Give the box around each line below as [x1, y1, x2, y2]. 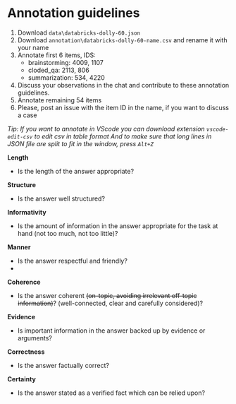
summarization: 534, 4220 [27, 73, 106, 82]
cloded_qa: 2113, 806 [27, 66, 89, 74]
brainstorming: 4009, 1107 [27, 58, 104, 66]
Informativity [7, 208, 47, 216]
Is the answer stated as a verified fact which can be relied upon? [17, 388, 206, 397]
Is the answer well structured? [17, 194, 106, 203]
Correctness [7, 347, 45, 356]
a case [17, 111, 37, 119]
